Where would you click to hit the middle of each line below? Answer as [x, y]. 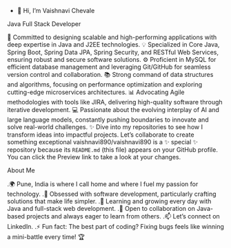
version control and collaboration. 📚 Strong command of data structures [110, 75]
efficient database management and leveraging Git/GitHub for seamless [109, 67]
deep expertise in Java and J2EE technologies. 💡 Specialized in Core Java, [113, 44]
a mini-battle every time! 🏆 [46, 237]
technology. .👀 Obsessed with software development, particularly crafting [112, 194]
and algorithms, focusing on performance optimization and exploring [105, 84]
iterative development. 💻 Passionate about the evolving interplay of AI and [113, 110]
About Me [21, 170]
